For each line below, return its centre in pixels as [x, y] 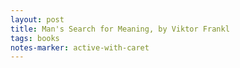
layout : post [37, 19]
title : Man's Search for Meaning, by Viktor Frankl [120, 29]
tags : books [35, 38]
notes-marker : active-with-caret [80, 47]
